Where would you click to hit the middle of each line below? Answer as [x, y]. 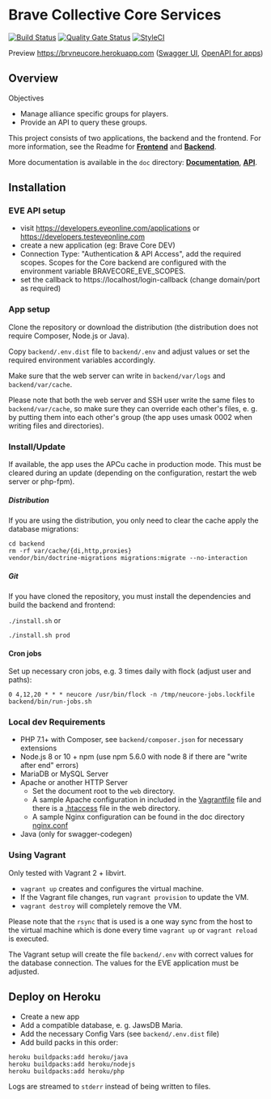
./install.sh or [35, 620]
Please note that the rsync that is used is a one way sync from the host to [131, 921]
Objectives [26, 98]
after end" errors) [49, 766]
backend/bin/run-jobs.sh [50, 702]
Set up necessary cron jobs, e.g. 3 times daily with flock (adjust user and [130, 671]
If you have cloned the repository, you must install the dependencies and [130, 596]
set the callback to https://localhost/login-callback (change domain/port [140, 280]
